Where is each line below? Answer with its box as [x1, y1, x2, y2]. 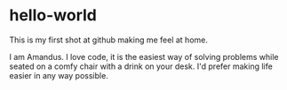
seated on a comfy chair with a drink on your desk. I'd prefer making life [9, 61, 273, 71]
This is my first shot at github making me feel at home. [9, 34, 209, 45]
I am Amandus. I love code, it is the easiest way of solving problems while [9, 51, 279, 62]
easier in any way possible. [9, 70, 108, 80]
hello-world [9, 5, 98, 26]
